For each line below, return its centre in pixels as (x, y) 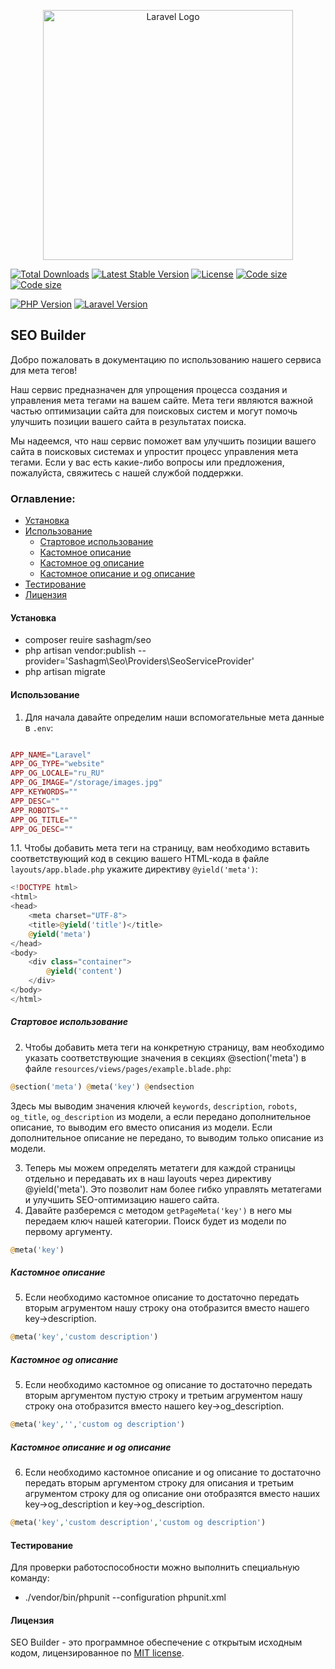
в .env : (39, 727)
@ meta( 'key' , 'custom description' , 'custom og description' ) (138, 1523)
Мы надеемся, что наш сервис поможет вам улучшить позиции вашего (163, 441)
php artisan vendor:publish (80, 651)
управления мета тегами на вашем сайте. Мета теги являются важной (161, 400)
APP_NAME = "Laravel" (51, 755)
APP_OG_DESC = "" (42, 829)
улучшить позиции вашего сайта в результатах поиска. (128, 421)
